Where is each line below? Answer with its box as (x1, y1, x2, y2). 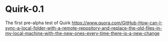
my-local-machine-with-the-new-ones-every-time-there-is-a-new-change (5, 30, 160, 36)
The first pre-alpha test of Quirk (5, 20, 71, 26)
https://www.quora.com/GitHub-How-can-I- (71, 20, 163, 26)
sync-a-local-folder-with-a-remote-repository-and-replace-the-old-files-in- (5, 25, 162, 31)
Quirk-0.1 (5, 3, 44, 15)
